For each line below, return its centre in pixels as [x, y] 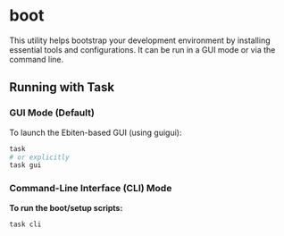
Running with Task [62, 87]
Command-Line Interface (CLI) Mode [91, 189]
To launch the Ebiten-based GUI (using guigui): [96, 132]
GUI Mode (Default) [52, 113]
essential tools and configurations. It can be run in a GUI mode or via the [142, 49]
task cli [25, 224]
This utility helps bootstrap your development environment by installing [140, 40]
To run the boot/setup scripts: [66, 207]
